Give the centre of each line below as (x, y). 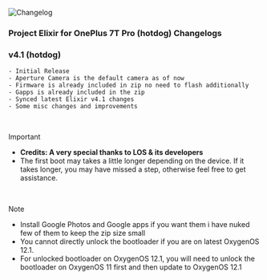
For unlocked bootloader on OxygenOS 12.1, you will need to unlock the (137, 259)
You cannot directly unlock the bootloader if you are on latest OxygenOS (140, 241)
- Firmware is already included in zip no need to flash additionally (129, 85)
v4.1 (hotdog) (35, 55)
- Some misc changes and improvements (73, 107)
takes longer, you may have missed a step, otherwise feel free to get (133, 169)
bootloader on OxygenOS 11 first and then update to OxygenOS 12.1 (131, 267)
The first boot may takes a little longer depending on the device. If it (132, 161)
